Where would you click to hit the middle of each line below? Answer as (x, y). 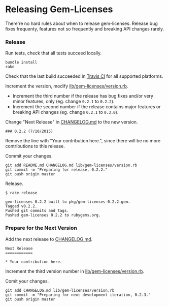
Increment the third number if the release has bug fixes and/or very (83, 96)
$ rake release (21, 193)
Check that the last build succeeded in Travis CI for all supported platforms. (84, 76)
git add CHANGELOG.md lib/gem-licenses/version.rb (60, 290)
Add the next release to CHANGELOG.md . (49, 239)
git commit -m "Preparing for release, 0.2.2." (57, 170)
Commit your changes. (29, 156)
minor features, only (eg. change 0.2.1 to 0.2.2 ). (63, 101)
